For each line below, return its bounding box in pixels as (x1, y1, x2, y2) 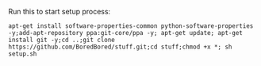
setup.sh (8, 50, 37, 58)
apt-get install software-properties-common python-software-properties (8, 22, 254, 30)
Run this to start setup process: (8, 7, 111, 16)
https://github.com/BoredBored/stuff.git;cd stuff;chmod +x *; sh (8, 43, 232, 51)
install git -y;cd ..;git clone (8, 36, 115, 44)
